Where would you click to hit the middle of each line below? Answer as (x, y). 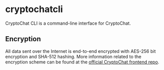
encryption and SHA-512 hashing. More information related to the (73, 56)
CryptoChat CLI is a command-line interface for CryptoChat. (68, 23)
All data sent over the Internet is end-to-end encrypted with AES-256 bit (80, 51)
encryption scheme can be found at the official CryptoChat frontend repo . (82, 62)
